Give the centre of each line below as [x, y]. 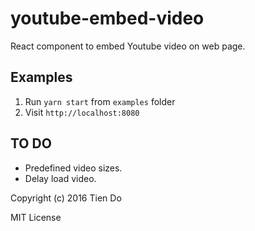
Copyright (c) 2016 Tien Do [66, 198]
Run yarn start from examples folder [100, 101]
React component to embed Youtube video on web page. [128, 46]
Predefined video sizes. [73, 168]
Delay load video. [60, 178]
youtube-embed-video [107, 18]
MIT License [36, 217]
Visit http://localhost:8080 [82, 112]
